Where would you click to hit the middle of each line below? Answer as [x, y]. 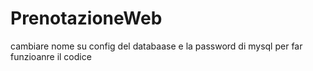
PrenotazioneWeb [86, 18]
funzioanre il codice [51, 56]
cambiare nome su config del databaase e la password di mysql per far [156, 46]
